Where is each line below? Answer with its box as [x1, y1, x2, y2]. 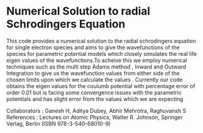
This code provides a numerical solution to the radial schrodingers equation [6, 37, 196, 44]
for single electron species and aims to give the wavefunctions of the [6, 44, 180, 51]
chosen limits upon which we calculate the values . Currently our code [6, 76, 183, 83]
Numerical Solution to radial [6, 4, 151, 18]
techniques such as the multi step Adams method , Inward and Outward [6, 63, 187, 70]
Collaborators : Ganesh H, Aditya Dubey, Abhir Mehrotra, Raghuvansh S [6, 107, 187, 114]
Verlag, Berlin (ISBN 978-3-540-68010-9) [6, 120, 111, 127]
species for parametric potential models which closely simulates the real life [6, 50, 197, 57]
